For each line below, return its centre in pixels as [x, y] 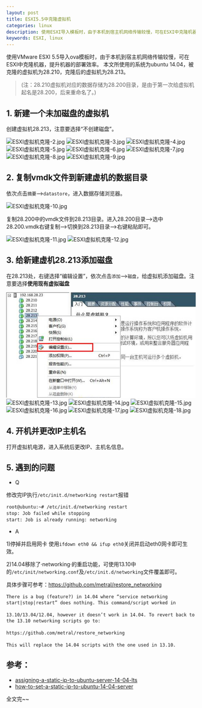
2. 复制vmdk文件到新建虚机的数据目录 [77, 178]
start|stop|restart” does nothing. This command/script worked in [91, 603]
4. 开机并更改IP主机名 [46, 431]
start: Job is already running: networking [62, 520]
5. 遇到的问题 [31, 467]
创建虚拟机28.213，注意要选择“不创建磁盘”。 [62, 129]
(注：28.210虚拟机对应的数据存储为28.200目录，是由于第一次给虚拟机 [108, 85]
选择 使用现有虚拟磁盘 [43, 283]
